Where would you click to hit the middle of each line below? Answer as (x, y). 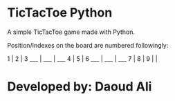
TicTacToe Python (60, 13)
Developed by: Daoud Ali (80, 87)
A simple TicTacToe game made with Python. (71, 32)
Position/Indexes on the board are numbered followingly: (88, 45)
